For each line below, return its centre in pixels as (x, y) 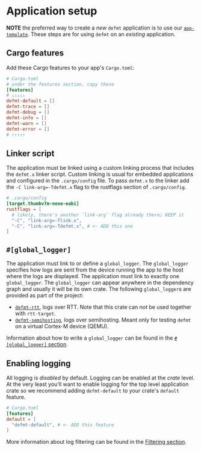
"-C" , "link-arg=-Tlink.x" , (47, 220)
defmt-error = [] (28, 129)
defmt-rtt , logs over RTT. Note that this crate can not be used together (103, 307)
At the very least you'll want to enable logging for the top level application (97, 384)
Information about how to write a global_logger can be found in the (90, 338)
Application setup (52, 11)
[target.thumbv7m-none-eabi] (43, 204)
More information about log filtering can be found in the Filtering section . (96, 442)
